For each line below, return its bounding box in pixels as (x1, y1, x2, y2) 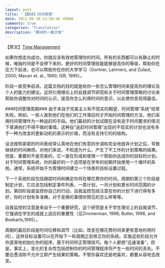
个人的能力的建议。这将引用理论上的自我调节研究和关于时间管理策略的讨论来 (5, 89, 160, 95)
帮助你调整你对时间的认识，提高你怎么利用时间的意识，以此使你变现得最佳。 (5, 96, 160, 101)
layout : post (5, 7, 32, 12)
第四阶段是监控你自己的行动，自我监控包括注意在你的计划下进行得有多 (13, 188, 156, 194)
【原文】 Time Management (5, 44, 60, 49)
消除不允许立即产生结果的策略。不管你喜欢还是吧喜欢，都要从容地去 (18, 252, 156, 257)
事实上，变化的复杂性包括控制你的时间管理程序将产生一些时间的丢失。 (13, 245, 156, 251)
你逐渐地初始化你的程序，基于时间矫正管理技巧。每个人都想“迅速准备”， (5, 240, 151, 245)
